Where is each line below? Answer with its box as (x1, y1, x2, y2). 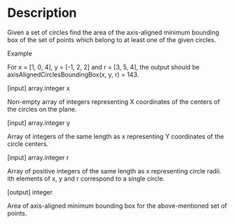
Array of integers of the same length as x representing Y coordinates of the (7, 132, 224, 140)
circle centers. (7, 139, 49, 148)
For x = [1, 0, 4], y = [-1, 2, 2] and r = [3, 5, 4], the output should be (7, 62, 200, 71)
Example (7, 49, 33, 58)
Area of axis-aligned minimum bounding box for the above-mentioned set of (7, 202, 228, 210)
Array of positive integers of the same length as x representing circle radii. (7, 166, 222, 175)
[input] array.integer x (7, 84, 70, 92)
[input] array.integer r (7, 153, 69, 162)
